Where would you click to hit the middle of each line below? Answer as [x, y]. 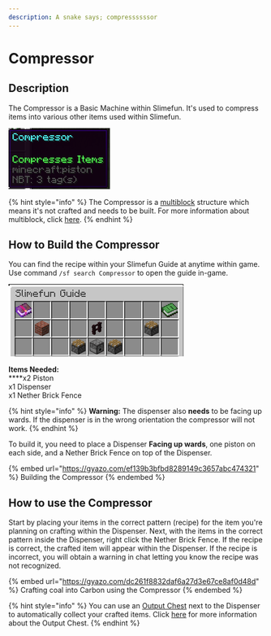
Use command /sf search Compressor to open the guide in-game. [118, 273]
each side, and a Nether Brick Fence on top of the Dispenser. [110, 453]
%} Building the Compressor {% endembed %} [87, 477]
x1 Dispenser [30, 387]
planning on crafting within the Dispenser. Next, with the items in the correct [136, 531]
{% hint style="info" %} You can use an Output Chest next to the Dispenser [134, 606]
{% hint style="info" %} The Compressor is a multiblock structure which [129, 202]
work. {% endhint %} [43, 429]
